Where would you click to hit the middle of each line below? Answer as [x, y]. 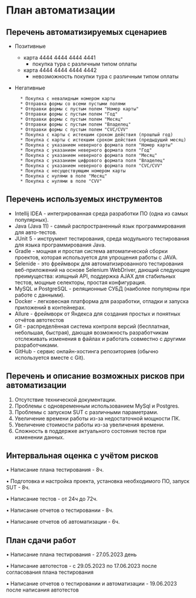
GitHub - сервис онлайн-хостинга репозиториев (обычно [87, 351]
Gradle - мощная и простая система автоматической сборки [91, 251]
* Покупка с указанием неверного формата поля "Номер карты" [97, 145]
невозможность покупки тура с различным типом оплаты [105, 76]
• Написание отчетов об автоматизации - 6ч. [63, 522]
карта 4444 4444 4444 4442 [60, 70]
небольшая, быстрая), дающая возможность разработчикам [92, 332]
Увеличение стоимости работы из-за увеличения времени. [89, 425]
